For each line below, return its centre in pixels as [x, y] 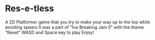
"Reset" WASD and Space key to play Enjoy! [50, 32]
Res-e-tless [30, 9]
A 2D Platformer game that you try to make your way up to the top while [78, 22]
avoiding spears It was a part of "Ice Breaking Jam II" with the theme [75, 27]
